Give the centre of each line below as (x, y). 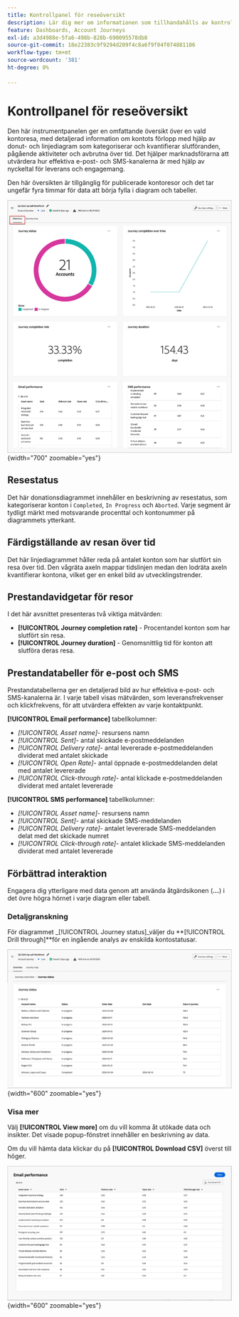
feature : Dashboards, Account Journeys (67, 30)
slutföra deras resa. (46, 650)
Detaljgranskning (38, 916)
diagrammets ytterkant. (42, 520)
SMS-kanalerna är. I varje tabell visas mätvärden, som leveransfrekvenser (116, 698)
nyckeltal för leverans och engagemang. (67, 169)
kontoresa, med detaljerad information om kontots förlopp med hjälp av (111, 138)
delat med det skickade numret (63, 836)
